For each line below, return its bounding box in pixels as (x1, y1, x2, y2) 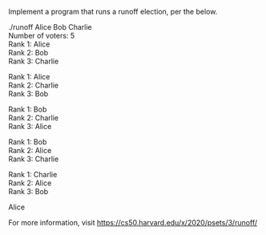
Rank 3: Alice (8, 122, 52, 131)
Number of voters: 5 (8, 31, 75, 40)
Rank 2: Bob (8, 48, 49, 57)
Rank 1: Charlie (8, 170, 58, 179)
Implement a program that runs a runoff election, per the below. (8, 7, 218, 16)
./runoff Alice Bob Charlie (8, 22, 92, 31)
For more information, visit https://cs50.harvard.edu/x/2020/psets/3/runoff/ (8, 218, 258, 227)
